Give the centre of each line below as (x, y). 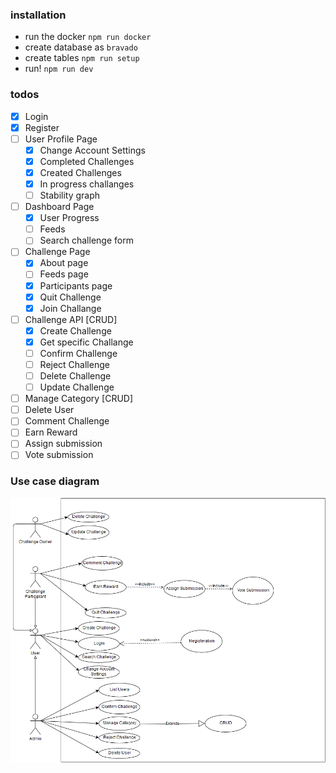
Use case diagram (55, 481)
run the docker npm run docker (88, 37)
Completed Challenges (87, 161)
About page (64, 263)
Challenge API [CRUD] (71, 319)
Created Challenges (80, 172)
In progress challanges (87, 184)
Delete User (49, 410)
